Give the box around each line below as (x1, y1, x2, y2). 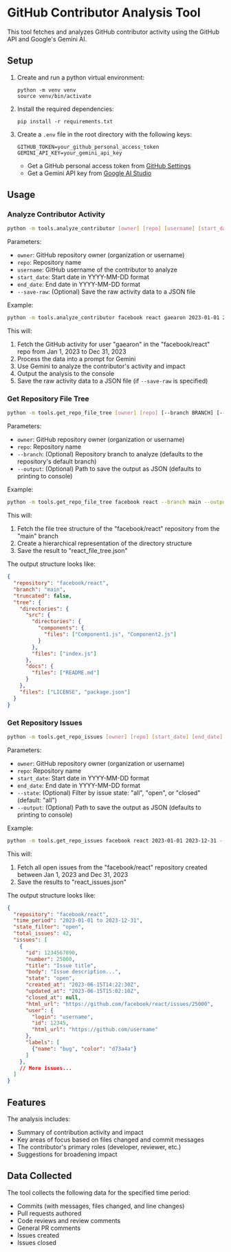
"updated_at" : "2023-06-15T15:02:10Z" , (25, 988, 140, 995)
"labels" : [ (25, 1039, 60, 1046)
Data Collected (7, 1170, 72, 1182)
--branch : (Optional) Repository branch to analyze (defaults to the (16, 450, 203, 458)
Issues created (16, 1231, 60, 1239)
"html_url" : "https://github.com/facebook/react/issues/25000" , (25, 1000, 214, 1007)
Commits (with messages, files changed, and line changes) (16, 1202, 185, 1210)
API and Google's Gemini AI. (7, 34, 87, 43)
